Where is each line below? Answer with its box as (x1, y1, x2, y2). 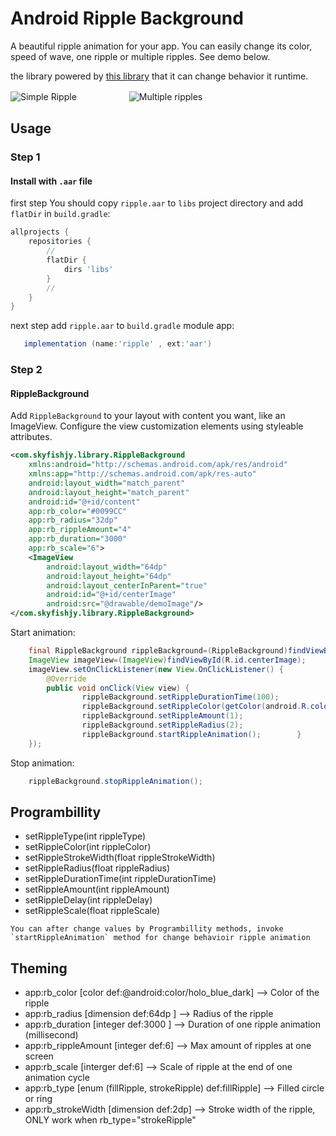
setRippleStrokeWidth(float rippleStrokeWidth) (24, 852, 216, 864)
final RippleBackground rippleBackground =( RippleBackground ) (28, 646, 288, 656)
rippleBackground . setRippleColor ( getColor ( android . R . (81, 702, 311, 712)
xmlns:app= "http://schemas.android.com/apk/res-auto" (28, 469, 257, 479)
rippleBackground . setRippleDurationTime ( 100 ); (81, 692, 280, 702)
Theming (10, 960, 68, 977)
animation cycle (24, 1072, 90, 1084)
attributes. (10, 431, 53, 443)
